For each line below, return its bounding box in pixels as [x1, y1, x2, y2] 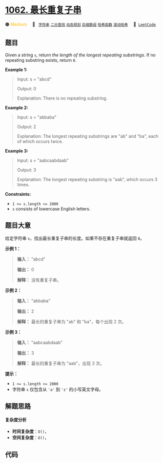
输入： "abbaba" [17, 298, 51, 304]
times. [17, 181, 30, 187]
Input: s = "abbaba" [17, 114, 57, 120]
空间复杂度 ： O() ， [12, 435, 49, 440]
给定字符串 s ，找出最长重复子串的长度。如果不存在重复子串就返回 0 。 [5, 235, 145, 241]
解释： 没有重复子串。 [17, 277, 61, 283]
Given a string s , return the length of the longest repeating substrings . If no [5, 52, 156, 58]
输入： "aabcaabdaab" [17, 339, 63, 345]
